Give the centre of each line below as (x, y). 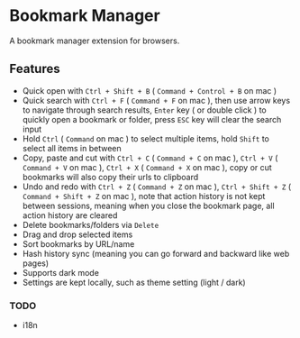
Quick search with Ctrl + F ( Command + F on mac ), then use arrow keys (156, 100)
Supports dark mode (60, 272)
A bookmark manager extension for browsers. (95, 41)
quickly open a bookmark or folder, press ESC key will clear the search (152, 119)
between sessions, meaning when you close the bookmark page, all (148, 206)
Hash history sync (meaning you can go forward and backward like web (156, 253)
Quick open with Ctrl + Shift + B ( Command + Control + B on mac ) (150, 90)
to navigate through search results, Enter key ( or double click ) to (145, 110)
